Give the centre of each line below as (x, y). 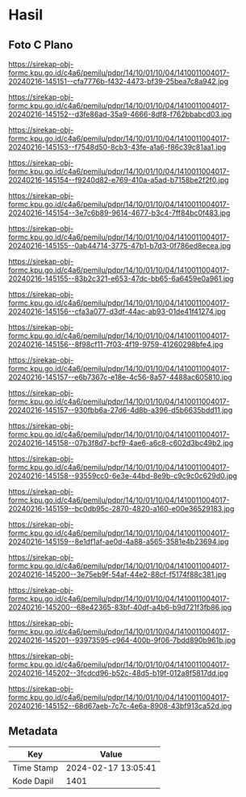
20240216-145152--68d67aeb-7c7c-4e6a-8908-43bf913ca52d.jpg (120, 706)
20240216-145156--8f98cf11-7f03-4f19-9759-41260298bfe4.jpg (116, 344)
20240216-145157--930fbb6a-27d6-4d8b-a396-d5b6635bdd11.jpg (121, 410)
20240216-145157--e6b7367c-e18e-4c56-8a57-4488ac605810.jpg (120, 377)
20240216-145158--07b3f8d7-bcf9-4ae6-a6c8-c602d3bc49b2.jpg (121, 443)
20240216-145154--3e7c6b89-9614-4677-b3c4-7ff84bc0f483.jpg (119, 213)
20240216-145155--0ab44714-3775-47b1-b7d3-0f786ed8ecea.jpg (120, 246)
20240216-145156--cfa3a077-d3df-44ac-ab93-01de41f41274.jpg (117, 312)
